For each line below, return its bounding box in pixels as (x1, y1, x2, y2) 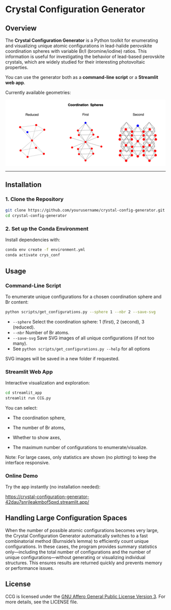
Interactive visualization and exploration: (5, 380, 90, 386)
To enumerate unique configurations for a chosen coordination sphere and (5, 294, 162, 300)
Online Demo (5, 472, 38, 479)
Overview (5, 24, 37, 33)
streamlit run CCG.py (5, 395, 51, 400)
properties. (5, 65, 28, 70)
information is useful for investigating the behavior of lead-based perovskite (5, 53, 165, 60)
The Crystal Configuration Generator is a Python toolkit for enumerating (5, 37, 158, 43)
